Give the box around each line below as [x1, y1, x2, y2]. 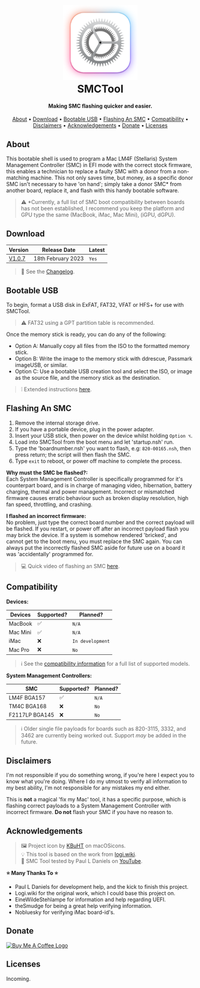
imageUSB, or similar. [14, 361, 68, 369]
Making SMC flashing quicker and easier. [48, 102, 153, 109]
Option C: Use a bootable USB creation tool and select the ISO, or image [14, 368, 193, 375]
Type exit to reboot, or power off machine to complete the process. [14, 457, 182, 465]
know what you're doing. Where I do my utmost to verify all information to [6, 778, 187, 785]
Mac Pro [8, 646, 30, 653]
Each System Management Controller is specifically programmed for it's [6, 475, 183, 483]
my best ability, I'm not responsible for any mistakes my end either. [6, 784, 171, 791]
